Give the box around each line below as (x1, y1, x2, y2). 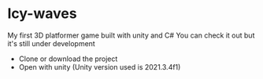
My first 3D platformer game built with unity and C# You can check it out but (7, 31, 255, 40)
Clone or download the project (18, 54, 118, 63)
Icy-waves (7, 5, 77, 23)
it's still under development (7, 38, 95, 48)
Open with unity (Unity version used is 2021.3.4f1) (18, 62, 181, 71)
